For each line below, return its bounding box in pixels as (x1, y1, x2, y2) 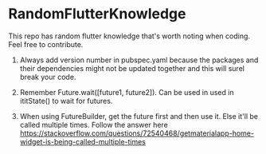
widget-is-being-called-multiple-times (19, 136, 146, 146)
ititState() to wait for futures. (19, 96, 113, 105)
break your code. (19, 72, 76, 81)
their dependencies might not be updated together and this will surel (19, 63, 245, 73)
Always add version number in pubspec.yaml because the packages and (19, 55, 259, 65)
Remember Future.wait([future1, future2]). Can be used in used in (19, 87, 234, 97)
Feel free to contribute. (8, 39, 84, 49)
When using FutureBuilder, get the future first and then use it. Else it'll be (19, 111, 259, 120)
